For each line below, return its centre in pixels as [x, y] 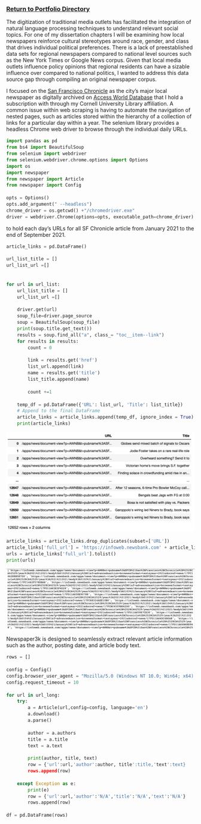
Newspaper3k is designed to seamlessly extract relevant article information [99, 639]
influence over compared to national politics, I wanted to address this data [98, 73]
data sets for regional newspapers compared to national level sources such [99, 54]
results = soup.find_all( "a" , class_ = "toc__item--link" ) [91, 335]
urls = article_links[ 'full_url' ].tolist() [61, 554]
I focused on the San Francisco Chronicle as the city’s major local [87, 91]
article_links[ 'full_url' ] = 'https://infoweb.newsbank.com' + [87, 548]
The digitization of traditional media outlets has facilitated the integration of [99, 22]
